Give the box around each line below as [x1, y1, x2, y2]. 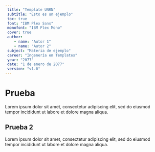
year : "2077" [7, 57, 34, 62]
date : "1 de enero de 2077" [7, 62, 65, 67]
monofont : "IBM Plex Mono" [7, 25, 63, 30]
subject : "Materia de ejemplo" [7, 48, 71, 53]
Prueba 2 [5, 123, 33, 131]
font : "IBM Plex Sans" [7, 21, 54, 26]
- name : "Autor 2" [14, 44, 51, 49]
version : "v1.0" [7, 67, 41, 72]
